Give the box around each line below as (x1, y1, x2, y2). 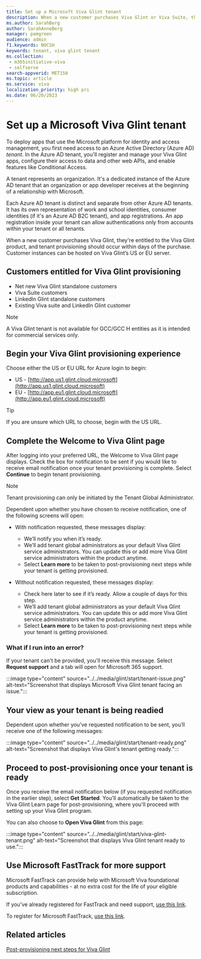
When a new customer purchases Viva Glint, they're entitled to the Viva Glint (6, 236, 195, 243)
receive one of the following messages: (6, 728, 103, 735)
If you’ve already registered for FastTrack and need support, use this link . (6, 900, 187, 908)
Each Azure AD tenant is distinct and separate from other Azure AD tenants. (6, 199, 193, 207)
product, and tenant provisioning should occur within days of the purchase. (6, 243, 192, 250)
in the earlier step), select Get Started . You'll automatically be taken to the (6, 795, 189, 802)
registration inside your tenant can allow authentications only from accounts (6, 218, 194, 225)
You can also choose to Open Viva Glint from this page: (6, 819, 144, 826)
